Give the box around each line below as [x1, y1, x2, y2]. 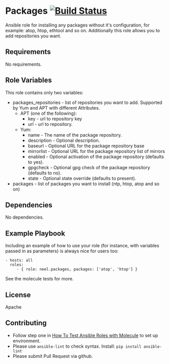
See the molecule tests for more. [5, 276, 74, 282]
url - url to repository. [27, 121, 73, 127]
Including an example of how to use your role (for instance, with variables [5, 243, 159, 249]
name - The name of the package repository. [27, 132, 122, 138]
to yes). [27, 159, 44, 165]
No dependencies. [5, 214, 44, 220]
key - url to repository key [27, 115, 82, 122]
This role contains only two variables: [5, 89, 84, 95]
